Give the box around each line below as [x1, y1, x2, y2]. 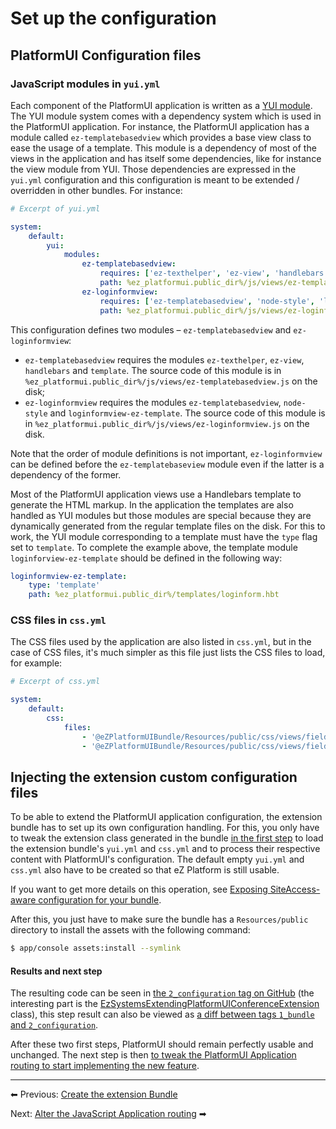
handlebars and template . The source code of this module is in [24, 364, 282, 376]
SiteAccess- [269, 883, 321, 896]
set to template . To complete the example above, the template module [10, 541, 298, 553]
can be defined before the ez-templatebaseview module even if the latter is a [10, 458, 325, 470]
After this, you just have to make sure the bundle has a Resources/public [10, 913, 309, 926]
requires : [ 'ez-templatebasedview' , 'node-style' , [99, 296, 315, 306]
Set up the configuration [10, 7, 217, 30]
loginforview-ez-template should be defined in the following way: [10, 552, 283, 564]
